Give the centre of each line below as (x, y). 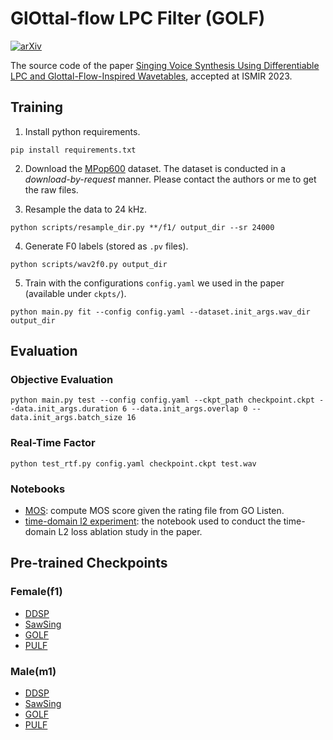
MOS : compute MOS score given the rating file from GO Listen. (154, 511)
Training (37, 107)
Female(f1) (36, 592)
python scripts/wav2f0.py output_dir (89, 264)
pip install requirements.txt (73, 150)
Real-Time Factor (53, 443)
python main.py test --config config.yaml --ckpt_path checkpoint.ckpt (162, 400)
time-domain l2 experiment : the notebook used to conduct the (153, 521)
